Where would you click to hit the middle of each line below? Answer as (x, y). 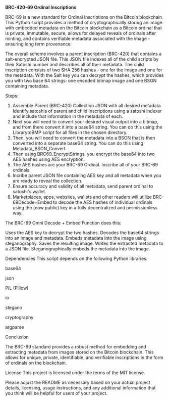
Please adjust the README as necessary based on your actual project (78, 382)
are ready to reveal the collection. (47, 181)
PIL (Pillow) (17, 288)
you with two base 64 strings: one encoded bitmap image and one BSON (81, 81)
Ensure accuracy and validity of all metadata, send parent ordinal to (83, 186)
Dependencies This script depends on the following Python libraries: (76, 258)
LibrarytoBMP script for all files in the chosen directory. (70, 132)
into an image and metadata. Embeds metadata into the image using (76, 238)
